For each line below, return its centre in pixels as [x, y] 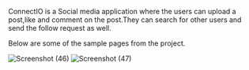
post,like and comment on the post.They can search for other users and [125, 20]
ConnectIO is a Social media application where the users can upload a [122, 11]
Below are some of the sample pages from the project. [97, 43]
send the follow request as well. [60, 28]
